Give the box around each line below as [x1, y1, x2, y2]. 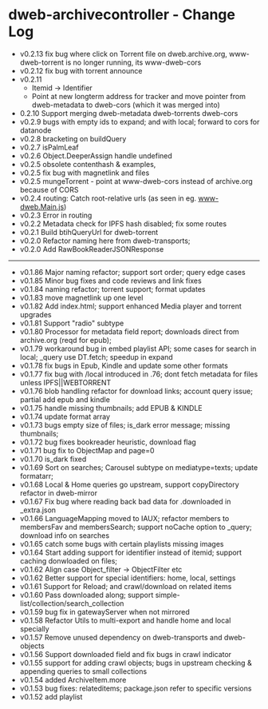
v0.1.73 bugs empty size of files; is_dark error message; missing [19, 420, 231, 429]
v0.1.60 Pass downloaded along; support [19, 590, 154, 599]
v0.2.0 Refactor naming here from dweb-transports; [19, 236, 191, 245]
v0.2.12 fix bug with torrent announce [19, 66, 143, 75]
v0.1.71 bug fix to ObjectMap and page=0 [19, 445, 155, 455]
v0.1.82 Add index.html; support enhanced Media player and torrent [19, 301, 242, 311]
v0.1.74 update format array [19, 412, 110, 421]
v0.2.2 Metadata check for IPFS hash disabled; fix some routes [19, 218, 227, 229]
